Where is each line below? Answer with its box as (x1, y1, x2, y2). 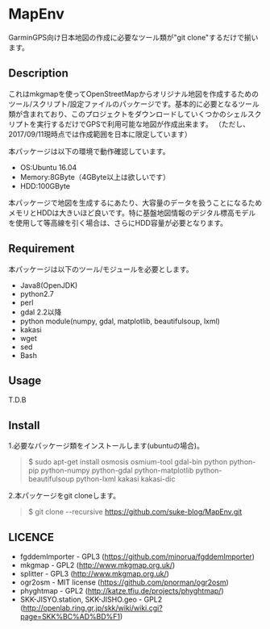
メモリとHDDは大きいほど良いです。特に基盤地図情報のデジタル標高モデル (8, 207, 256, 218)
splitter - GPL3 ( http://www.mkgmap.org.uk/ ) (19, 569, 169, 578)
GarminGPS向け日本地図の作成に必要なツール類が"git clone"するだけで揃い (8, 32, 259, 42)
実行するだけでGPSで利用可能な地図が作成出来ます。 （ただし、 (35, 119, 250, 129)
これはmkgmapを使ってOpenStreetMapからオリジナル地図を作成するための (8, 89, 260, 98)
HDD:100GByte (19, 181, 71, 190)
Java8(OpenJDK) (19, 280, 78, 290)
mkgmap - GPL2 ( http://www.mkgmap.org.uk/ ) (19, 560, 176, 569)
